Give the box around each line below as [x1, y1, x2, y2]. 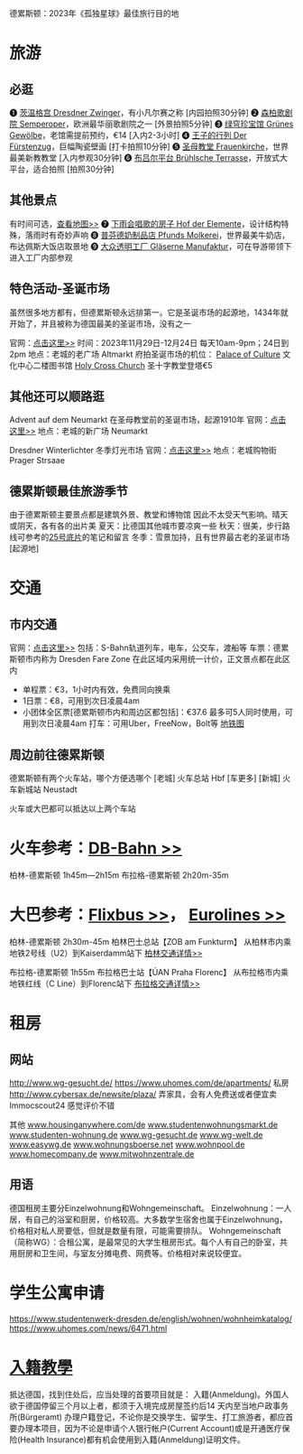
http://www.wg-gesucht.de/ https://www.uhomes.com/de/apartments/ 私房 [9, 1077, 289, 1088]
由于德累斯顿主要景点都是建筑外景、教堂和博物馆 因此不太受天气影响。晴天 [9, 509, 289, 520]
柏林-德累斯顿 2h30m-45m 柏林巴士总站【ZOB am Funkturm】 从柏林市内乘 [9, 936, 291, 946]
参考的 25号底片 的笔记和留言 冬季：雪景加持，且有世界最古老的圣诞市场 [24, 532, 290, 543]
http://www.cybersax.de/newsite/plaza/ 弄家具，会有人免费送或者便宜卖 [9, 1088, 278, 1099]
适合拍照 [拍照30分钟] [32, 163, 115, 174]
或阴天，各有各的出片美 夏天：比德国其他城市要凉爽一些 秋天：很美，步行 [9, 520, 282, 531]
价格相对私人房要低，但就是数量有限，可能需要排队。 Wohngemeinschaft [9, 1225, 281, 1235]
